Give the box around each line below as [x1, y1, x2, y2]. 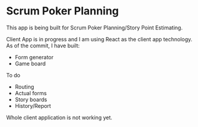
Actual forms [14, 89, 47, 96]
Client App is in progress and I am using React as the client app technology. [6, 35, 193, 43]
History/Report [14, 102, 51, 109]
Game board [14, 60, 46, 67]
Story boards [14, 96, 47, 103]
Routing [14, 83, 35, 90]
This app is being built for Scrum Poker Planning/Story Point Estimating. [6, 24, 183, 31]
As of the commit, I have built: [6, 42, 80, 49]
